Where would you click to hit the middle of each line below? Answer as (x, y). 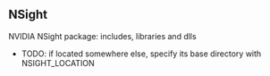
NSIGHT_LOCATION (58, 63)
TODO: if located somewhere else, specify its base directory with (141, 54)
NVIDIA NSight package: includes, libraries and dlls (103, 36)
